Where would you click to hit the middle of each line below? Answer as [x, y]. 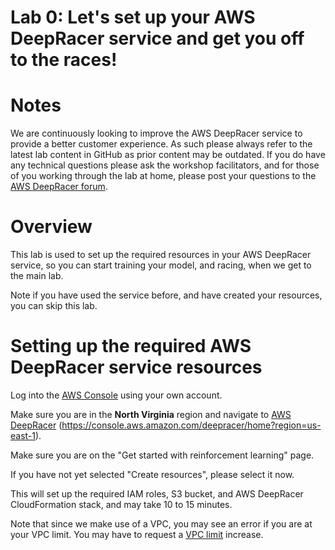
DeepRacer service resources [136, 367]
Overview [51, 227]
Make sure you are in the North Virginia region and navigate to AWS [151, 414]
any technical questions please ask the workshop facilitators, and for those [165, 165]
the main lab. [37, 276]
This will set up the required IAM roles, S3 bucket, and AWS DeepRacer [157, 494]
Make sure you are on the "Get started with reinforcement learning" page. [162, 455]
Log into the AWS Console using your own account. [116, 395]
